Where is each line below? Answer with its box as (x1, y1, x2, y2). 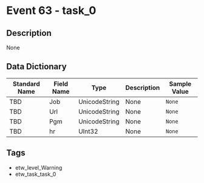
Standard (12, 80, 41, 88)
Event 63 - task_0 (6, 4, 97, 18)
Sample (169, 80, 192, 88)
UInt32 (78, 127, 98, 136)
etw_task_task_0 (15, 170, 56, 178)
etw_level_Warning (15, 164, 63, 171)
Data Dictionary (6, 61, 67, 72)
